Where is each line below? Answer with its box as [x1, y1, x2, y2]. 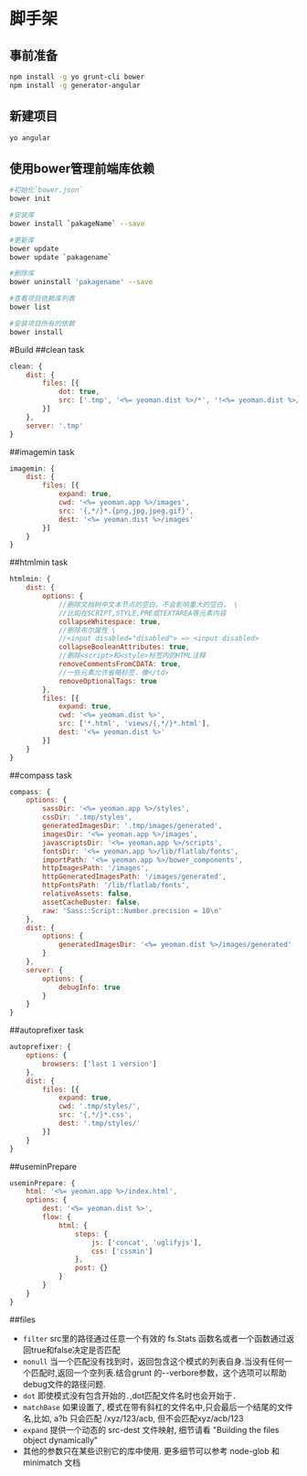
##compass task [9, 770, 73, 780]
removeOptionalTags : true [58, 676, 157, 685]
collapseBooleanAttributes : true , [58, 642, 190, 652]
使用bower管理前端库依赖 [9, 161, 155, 176]
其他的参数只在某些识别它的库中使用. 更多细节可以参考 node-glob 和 [22, 1445, 281, 1456]
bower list [9, 303, 51, 312]
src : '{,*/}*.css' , [58, 1110, 132, 1120]
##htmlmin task [9, 557, 69, 568]
